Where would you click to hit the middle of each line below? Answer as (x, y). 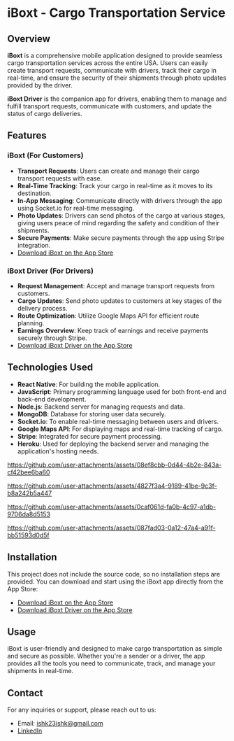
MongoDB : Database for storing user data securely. (92, 414)
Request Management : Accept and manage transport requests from (116, 285)
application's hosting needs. (58, 451)
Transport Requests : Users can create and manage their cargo (109, 171)
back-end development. (52, 399)
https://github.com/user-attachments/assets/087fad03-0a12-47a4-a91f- (112, 528)
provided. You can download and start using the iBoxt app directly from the (115, 581)
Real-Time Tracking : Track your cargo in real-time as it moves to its (115, 185)
